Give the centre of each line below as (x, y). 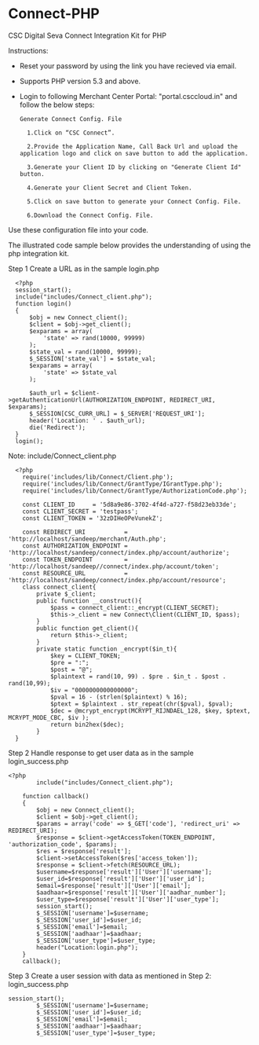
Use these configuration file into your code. (78, 229)
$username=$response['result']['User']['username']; (124, 872)
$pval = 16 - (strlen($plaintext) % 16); (119, 697)
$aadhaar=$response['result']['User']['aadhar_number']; (131, 893)
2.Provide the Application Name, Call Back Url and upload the (132, 146)
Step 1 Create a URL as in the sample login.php (84, 269)
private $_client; (66, 594)
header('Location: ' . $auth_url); (87, 420)
